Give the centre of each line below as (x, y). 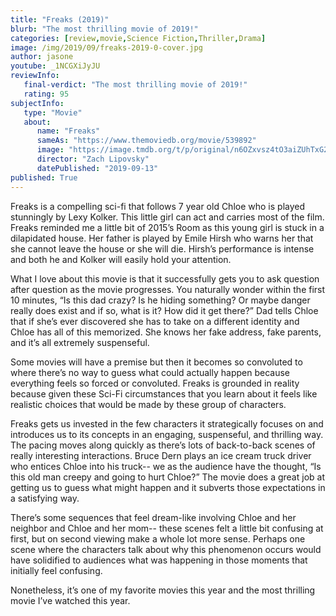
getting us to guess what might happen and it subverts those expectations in (168, 487)
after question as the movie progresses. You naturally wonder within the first (168, 289)
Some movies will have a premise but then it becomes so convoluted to (156, 362)
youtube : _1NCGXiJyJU (55, 66)
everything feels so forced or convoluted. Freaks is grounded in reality (155, 383)
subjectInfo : (37, 103)
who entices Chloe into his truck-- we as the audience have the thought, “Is (166, 466)
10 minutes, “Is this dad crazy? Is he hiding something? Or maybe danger (160, 300)
